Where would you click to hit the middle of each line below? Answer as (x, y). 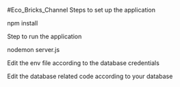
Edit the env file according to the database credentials (83, 63)
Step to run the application (44, 36)
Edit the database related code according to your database (90, 76)
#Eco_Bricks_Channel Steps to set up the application (81, 10)
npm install (23, 23)
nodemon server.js (34, 50)
